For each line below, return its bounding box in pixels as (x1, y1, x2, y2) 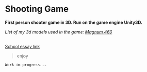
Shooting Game (5, 3, 69, 15)
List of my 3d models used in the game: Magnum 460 (5, 29, 113, 35)
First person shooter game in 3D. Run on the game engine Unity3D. (5, 19, 143, 25)
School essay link (5, 43, 40, 49)
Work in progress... (5, 62, 47, 67)
